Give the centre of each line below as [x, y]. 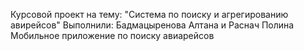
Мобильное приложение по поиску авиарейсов [112, 35]
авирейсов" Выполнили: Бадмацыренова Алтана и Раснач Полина [152, 25]
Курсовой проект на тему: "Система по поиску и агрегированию [149, 14]
